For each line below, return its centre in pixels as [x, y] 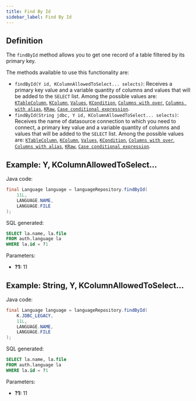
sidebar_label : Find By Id [39, 17]
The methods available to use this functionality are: [68, 73]
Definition [24, 41]
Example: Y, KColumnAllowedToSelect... [82, 165]
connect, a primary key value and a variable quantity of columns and [97, 127]
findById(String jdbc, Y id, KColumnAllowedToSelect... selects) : [97, 115]
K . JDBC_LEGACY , [35, 316]
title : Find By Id [28, 11]
